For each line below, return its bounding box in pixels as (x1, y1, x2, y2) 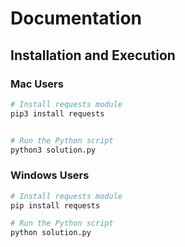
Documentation (10, 7, 143, 30)
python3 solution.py (10, 145, 97, 155)
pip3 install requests (10, 108, 105, 119)
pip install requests (10, 200, 101, 211)
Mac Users (10, 77, 64, 91)
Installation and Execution (10, 47, 176, 64)
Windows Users (10, 168, 90, 182)
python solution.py (10, 228, 92, 238)
